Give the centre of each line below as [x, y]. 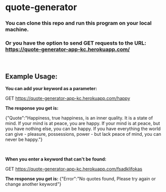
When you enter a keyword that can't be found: [56, 159]
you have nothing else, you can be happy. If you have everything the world [83, 129]
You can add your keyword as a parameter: [51, 89]
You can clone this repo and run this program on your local [78, 23]
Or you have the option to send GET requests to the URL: [76, 43]
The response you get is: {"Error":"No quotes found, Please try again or [80, 179]
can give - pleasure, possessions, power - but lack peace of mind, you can [83, 134]
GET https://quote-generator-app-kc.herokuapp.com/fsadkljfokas [74, 169]
